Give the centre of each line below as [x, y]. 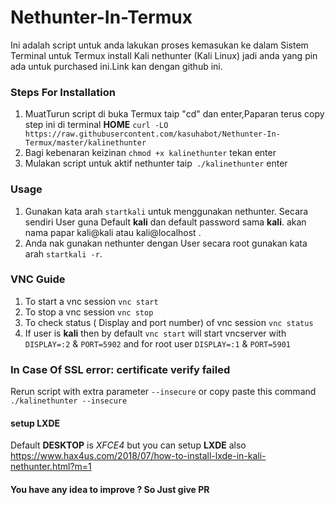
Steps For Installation [63, 92]
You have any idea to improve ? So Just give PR [110, 489]
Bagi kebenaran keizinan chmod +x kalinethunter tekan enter [150, 153]
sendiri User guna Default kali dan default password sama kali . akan [165, 222]
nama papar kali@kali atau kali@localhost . [113, 232]
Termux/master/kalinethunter [85, 143]
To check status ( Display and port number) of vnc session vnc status [169, 322]
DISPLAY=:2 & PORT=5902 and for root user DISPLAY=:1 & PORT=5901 [158, 343]
